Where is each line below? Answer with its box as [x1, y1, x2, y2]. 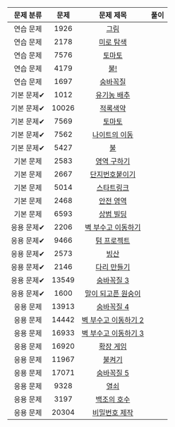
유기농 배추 [95, 90, 131, 100]
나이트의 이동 [92, 130, 134, 140]
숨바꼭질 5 [96, 368, 129, 378]
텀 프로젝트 [95, 236, 131, 246]
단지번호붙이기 [90, 169, 136, 179]
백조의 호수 [95, 395, 131, 404]
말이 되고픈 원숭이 [84, 289, 141, 299]
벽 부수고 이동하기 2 [81, 315, 145, 325]
